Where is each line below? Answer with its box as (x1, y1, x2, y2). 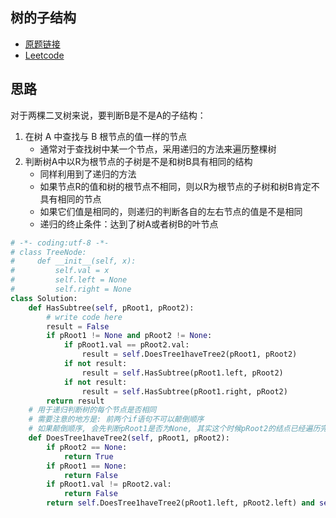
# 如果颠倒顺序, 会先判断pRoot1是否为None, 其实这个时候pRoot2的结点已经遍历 (28, 424, 321, 434)
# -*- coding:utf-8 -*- (10, 238, 110, 248)
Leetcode (24, 49, 65, 61)
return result (46, 396, 105, 406)
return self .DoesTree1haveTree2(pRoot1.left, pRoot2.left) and (46, 498, 315, 508)
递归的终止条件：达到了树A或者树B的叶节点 (39, 218, 219, 230)
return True (63, 451, 114, 462)
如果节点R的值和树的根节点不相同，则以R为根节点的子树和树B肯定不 (39, 180, 320, 192)
